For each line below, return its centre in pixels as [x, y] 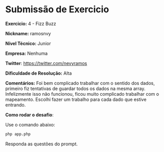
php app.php [18, 134]
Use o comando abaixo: [30, 124]
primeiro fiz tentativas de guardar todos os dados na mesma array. [75, 89]
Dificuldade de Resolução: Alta [39, 73]
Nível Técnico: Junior [28, 43]
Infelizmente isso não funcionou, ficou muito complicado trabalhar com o [82, 94]
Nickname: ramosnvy [28, 33]
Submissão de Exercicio [57, 9]
